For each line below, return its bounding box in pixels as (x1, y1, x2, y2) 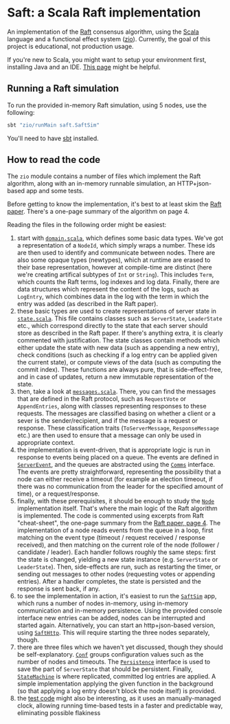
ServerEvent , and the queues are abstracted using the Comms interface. (16, 461, 215, 469)
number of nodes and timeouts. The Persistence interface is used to (16, 658, 211, 666)
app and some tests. (26, 187, 84, 195)
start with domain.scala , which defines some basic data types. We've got (16, 234, 224, 242)
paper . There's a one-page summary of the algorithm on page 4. (7, 208, 190, 216)
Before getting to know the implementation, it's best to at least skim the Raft (7, 200, 222, 208)
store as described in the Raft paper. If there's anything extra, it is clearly (16, 329, 223, 338)
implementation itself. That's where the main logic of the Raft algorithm (16, 504, 218, 513)
